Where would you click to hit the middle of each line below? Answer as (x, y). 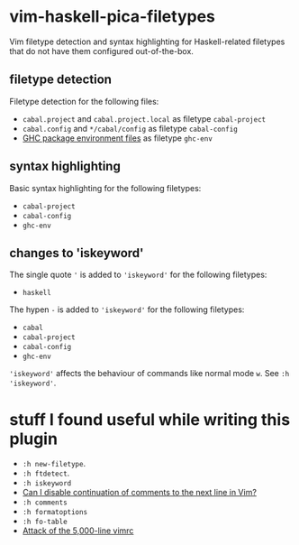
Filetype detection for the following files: (84, 101)
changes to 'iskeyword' (77, 253)
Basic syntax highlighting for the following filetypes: (105, 188)
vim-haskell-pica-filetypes (113, 17)
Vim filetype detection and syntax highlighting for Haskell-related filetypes (147, 42)
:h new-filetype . (54, 464)
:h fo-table (45, 522)
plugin (34, 439)
